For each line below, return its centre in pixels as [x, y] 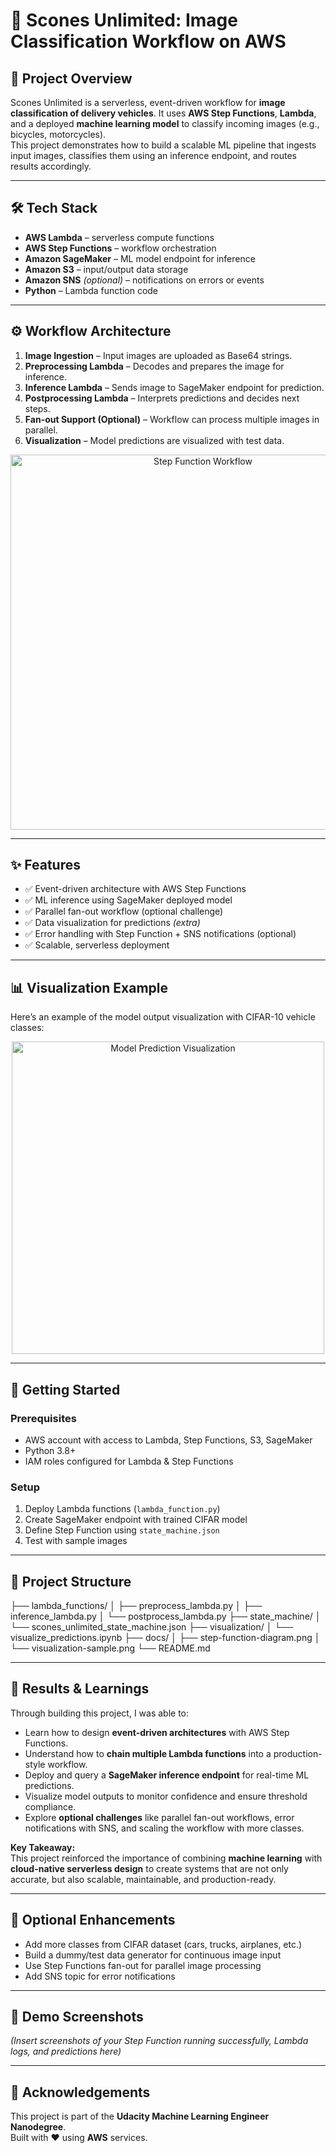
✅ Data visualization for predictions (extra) [112, 923]
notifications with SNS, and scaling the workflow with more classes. [164, 1828]
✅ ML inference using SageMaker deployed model [128, 900]
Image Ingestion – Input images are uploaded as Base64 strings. [158, 355]
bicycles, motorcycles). [58, 134]
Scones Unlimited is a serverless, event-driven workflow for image [148, 102]
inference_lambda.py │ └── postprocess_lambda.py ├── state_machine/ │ [166, 1616]
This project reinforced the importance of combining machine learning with [166, 1858]
